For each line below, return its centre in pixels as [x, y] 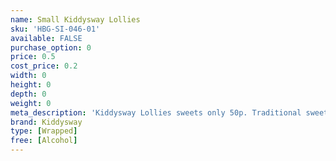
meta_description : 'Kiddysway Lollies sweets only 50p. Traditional [156, 112]
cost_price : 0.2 [44, 66]
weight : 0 [31, 103]
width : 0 [28, 76]
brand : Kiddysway [46, 122]
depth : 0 [28, 94]
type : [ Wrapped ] [44, 131]
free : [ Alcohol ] [44, 141]
